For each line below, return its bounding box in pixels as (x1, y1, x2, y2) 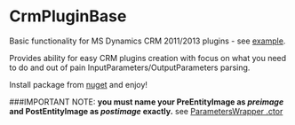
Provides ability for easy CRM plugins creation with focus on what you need (9, 52, 287, 63)
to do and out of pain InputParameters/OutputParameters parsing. (9, 62, 251, 73)
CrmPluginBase (9, 6, 127, 27)
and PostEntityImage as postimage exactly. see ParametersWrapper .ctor (9, 105, 283, 116)
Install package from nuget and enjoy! (9, 79, 148, 90)
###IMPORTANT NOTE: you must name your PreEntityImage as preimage (9, 96, 284, 107)
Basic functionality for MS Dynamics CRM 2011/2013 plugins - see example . (9, 35, 286, 46)
